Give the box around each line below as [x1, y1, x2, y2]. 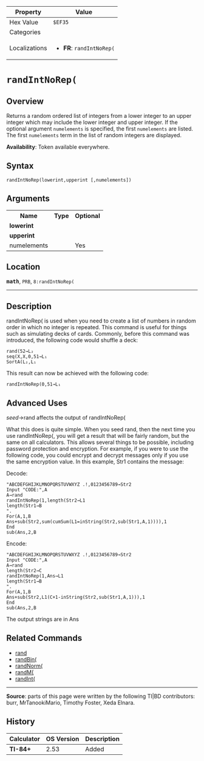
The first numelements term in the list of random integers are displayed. [6, 132, 182, 138]
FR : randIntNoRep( [63, 44, 115, 52]
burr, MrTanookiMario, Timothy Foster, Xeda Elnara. [6, 698, 135, 706]
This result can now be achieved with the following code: [6, 370, 149, 377]
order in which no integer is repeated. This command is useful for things [6, 324, 187, 331]
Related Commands [6, 633, 83, 643]
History [6, 717, 35, 727]
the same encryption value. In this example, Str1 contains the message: [6, 458, 184, 465]
